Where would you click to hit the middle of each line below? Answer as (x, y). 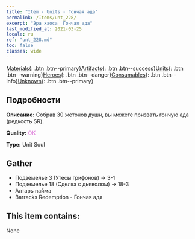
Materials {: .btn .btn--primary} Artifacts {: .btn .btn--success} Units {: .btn (95, 68)
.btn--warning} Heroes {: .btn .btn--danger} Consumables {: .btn (83, 75)
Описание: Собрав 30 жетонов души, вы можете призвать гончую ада (98, 115)
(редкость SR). (25, 121)
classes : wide (24, 51)
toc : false (20, 46)
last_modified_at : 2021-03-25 (44, 29)
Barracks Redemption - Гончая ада (59, 197)
